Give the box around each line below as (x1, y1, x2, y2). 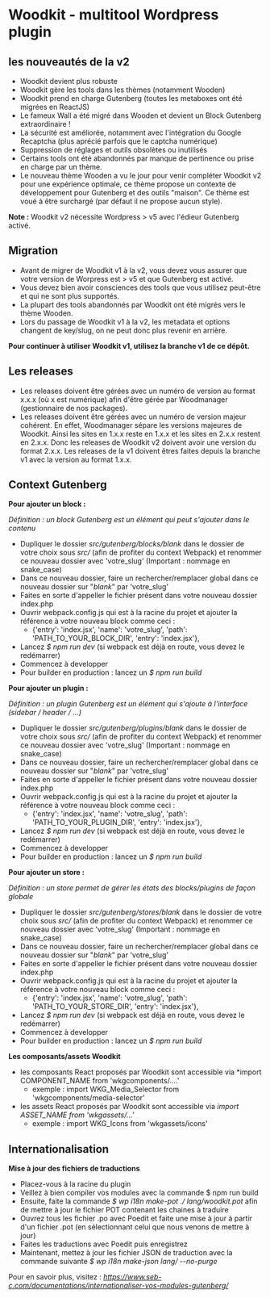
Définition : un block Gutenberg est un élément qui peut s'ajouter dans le (8, 515, 250, 525)
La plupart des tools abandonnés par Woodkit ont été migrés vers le (19, 299, 246, 309)
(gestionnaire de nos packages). (19, 403, 128, 412)
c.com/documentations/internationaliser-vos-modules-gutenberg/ (8, 1281, 229, 1291)
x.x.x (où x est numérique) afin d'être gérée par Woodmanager (19, 394, 228, 404)
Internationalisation (8, 1142, 110, 1156)
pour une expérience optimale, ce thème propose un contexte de (19, 179, 236, 189)
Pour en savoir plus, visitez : (8, 1272, 102, 1282)
